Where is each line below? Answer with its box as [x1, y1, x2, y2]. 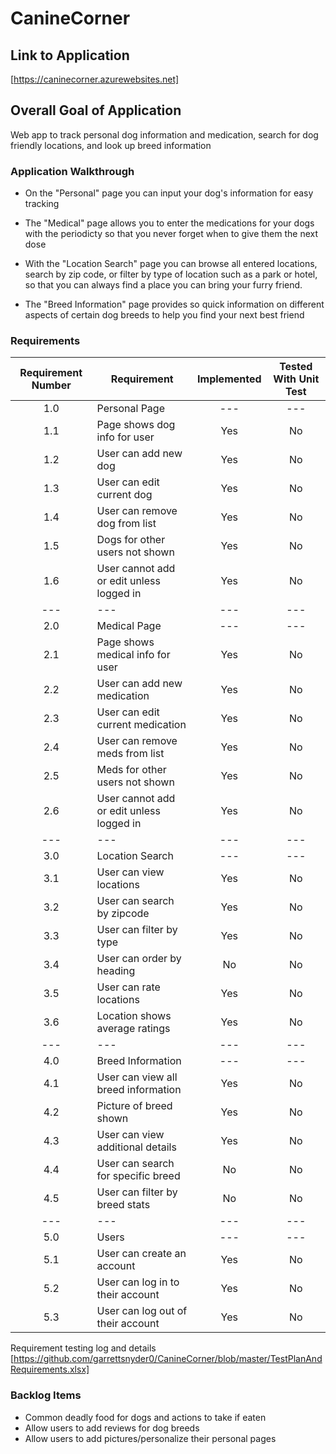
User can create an [96, 1247, 187, 1261]
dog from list [96, 517, 157, 531]
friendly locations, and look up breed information [10, 139, 212, 151]
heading [96, 964, 136, 978]
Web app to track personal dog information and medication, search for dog [10, 128, 319, 141]
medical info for [96, 648, 171, 662]
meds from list [96, 747, 165, 761]
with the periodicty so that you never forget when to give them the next [24, 228, 319, 240]
